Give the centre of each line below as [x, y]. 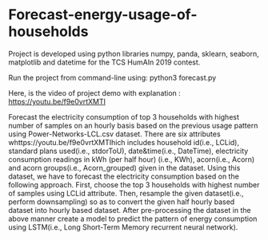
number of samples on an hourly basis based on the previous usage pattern [133, 125]
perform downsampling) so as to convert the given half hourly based [122, 202]
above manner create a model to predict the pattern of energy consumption [133, 218]
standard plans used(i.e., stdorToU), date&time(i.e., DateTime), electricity [128, 151]
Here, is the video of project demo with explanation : [95, 92]
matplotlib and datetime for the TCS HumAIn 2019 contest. [104, 62]
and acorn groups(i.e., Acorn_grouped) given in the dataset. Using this [124, 167]
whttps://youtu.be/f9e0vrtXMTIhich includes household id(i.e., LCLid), [124, 142]
